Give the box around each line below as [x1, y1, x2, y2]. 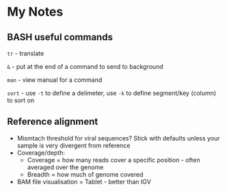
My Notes [7, 4, 64, 20]
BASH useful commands [7, 31, 113, 43]
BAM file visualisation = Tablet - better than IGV [16, 177, 152, 186]
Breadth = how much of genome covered [27, 170, 144, 178]
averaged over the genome [27, 163, 104, 171]
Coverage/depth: [16, 148, 66, 157]
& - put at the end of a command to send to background [7, 63, 163, 70]
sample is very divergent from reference [16, 141, 131, 149]
